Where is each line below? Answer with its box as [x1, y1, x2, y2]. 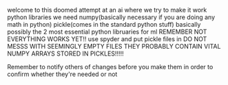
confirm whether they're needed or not [7, 70, 118, 78]
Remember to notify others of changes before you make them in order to [7, 63, 214, 71]
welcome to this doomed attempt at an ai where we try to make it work [7, 6, 207, 14]
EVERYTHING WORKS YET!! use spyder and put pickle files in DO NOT [7, 35, 207, 43]
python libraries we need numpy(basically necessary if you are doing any [7, 13, 216, 21]
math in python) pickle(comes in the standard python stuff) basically [7, 21, 201, 28]
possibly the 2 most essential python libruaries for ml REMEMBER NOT [7, 27, 207, 36]
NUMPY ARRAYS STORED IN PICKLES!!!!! [7, 49, 124, 58]
